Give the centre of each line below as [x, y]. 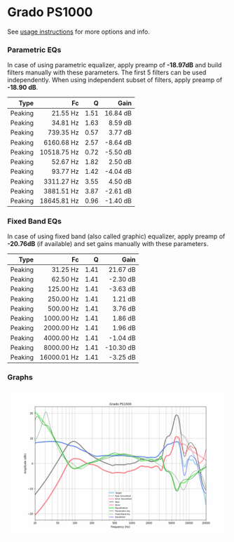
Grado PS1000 [50, 12]
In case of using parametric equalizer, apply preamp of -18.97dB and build [115, 65]
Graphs [20, 377]
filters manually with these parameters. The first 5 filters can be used [107, 73]
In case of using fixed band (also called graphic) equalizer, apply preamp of [116, 236]
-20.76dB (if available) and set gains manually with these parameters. [108, 244]
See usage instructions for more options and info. [79, 32]
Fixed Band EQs [34, 221]
